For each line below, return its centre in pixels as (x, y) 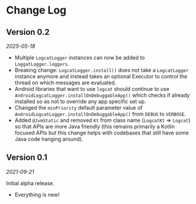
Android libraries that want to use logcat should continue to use (92, 89)
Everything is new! (37, 195)
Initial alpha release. (30, 183)
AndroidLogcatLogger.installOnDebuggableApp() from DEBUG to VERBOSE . (100, 114)
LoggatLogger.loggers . (42, 64)
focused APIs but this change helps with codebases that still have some (102, 133)
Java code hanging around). (49, 139)
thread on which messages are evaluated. (65, 83)
